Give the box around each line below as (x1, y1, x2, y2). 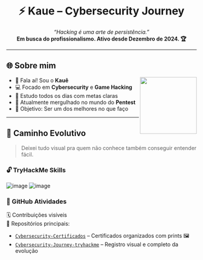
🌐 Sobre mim (6, 60, 56, 71)
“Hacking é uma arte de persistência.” (53, 28, 150, 36)
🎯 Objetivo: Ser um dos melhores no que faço (14, 105, 129, 112)
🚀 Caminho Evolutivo (6, 128, 86, 138)
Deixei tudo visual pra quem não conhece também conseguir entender (21, 144, 197, 151)
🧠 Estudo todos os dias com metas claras (14, 92, 118, 99)
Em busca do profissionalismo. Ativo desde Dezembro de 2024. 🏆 (16, 35, 187, 42)
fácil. (21, 151, 34, 158)
